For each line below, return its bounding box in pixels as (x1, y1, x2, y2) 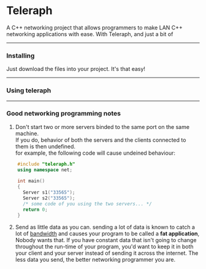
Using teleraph (6, 86, 51, 95)
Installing (6, 51, 35, 60)
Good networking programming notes (6, 109, 121, 118)
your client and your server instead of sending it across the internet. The (15, 249, 199, 257)
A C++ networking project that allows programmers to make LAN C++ (6, 24, 183, 31)
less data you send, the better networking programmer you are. (15, 256, 176, 263)
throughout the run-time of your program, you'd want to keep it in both (15, 243, 194, 250)
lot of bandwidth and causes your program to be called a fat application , (15, 230, 200, 237)
